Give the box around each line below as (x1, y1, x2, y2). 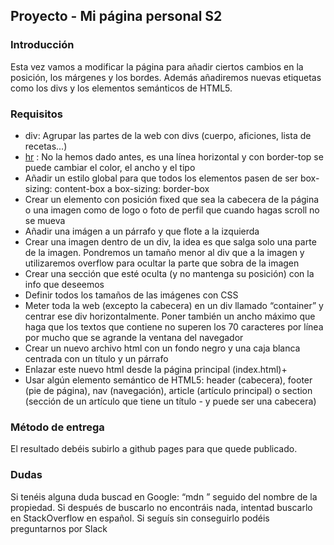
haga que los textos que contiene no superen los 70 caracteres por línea (24, 320, 324, 333)
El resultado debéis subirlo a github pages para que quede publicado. (10, 443, 298, 455)
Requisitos (10, 107, 63, 121)
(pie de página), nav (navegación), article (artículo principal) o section (24, 384, 313, 396)
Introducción (10, 38, 75, 52)
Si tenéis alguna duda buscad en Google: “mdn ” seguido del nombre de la (10, 490, 318, 503)
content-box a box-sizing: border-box (54, 182, 210, 194)
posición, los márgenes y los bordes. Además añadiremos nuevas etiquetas (10, 71, 322, 83)
